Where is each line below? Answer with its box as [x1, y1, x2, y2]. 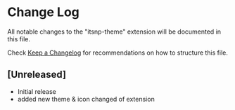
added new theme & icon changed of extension [17, 95, 155, 103]
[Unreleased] [7, 69, 67, 81]
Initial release [17, 87, 56, 95]
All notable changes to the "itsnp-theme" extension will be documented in [7, 27, 222, 36]
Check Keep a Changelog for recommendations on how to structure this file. [7, 48, 229, 57]
